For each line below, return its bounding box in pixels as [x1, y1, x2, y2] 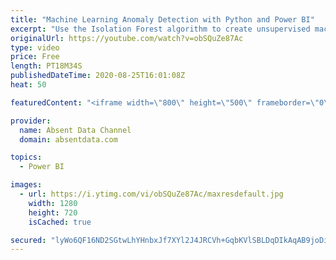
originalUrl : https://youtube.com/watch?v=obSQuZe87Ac [10, 33, 244, 43]
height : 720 [28, 207, 78, 218]
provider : [10, 116, 52, 126]
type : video [10, 42, 60, 53]
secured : [10, 235, 47, 245]
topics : [10, 152, 43, 163]
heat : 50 [10, 80, 47, 90]
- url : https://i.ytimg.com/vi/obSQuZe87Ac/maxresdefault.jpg [19, 189, 284, 199]
